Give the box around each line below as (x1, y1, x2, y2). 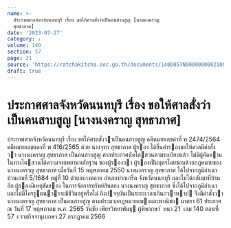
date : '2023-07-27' (7, 29, 63, 36)
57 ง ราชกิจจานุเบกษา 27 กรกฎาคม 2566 (7, 212, 105, 220)
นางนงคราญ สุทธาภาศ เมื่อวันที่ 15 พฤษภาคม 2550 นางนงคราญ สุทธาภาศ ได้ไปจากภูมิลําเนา (7, 166, 218, 174)
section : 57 (7, 49, 41, 56)
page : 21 (7, 55, 32, 62)
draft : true (7, 67, 41, 74)
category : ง (7, 36, 41, 43)
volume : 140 (7, 42, 41, 49)
